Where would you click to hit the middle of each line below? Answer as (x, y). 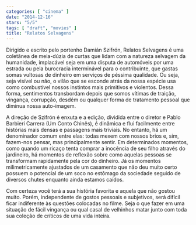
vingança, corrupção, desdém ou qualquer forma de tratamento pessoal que (98, 100)
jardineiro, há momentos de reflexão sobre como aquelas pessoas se (89, 155)
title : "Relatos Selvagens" (40, 33)
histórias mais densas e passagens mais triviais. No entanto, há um (87, 130)
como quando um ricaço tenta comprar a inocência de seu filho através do (96, 149)
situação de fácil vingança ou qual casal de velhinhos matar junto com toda (97, 210)
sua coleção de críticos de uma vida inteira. (58, 216)
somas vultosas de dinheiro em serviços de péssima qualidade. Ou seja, (93, 75)
